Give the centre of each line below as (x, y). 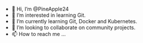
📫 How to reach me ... (39, 34)
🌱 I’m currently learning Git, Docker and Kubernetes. (74, 21)
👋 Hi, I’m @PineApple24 (40, 9)
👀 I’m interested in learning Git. (48, 15)
